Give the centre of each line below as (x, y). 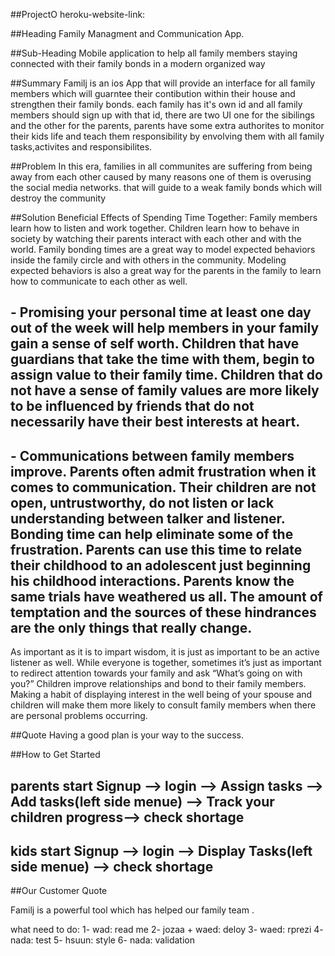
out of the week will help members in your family (165, 328)
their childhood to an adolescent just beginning (161, 565)
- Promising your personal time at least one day (161, 312)
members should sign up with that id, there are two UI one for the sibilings (162, 115)
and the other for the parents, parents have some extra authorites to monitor (167, 125)
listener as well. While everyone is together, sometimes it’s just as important (166, 663)
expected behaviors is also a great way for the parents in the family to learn (166, 270)
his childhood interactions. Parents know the (152, 580)
